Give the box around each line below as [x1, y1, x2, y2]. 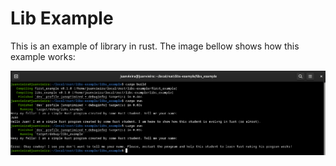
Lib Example [10, 7, 114, 30]
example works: [10, 50, 76, 62]
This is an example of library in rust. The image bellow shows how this [10, 40, 300, 52]
